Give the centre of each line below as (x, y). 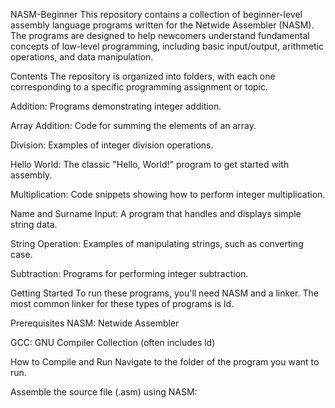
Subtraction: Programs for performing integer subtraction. (129, 273)
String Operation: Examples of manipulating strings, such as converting (157, 243)
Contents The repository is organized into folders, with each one (143, 76)
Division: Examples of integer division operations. (112, 145)
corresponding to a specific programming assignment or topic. (139, 87)
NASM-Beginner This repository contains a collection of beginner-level (156, 14)
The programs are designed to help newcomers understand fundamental (160, 35)
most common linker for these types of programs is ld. (122, 303)
